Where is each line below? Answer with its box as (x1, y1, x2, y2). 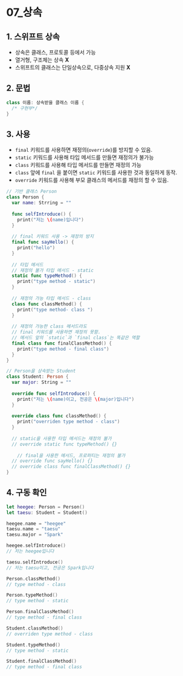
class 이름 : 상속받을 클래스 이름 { (6, 99, 85, 106)
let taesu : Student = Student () (6, 509, 88, 516)
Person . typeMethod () (6, 592, 59, 599)
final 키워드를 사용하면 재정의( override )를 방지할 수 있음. (14, 146, 153, 154)
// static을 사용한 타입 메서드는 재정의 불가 (11, 435, 112, 441)
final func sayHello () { (11, 239, 74, 245)
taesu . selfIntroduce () (6, 559, 63, 565)
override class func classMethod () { (11, 413, 107, 419)
